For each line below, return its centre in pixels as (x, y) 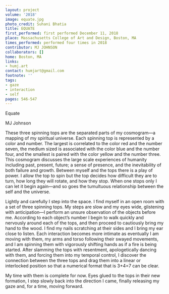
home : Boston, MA (23, 57)
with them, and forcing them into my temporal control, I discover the (76, 255)
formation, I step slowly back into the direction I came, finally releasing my (82, 281)
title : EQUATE (20, 29)
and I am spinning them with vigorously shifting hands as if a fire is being (81, 245)
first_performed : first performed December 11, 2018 (62, 33)
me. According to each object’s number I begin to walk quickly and (74, 218)
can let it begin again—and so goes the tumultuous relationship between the (84, 187)
